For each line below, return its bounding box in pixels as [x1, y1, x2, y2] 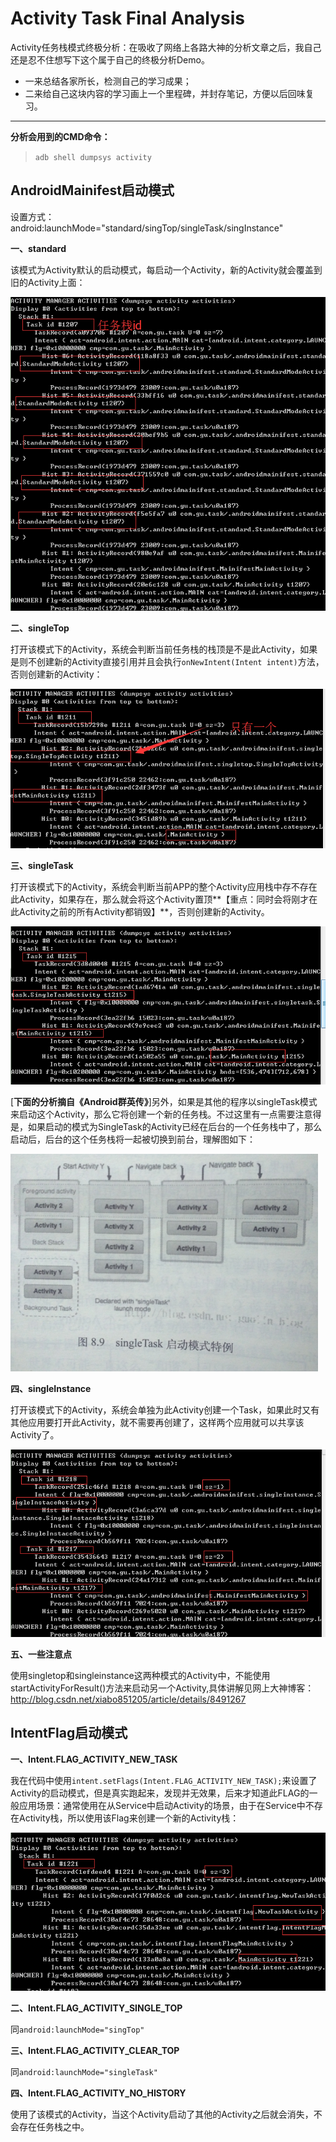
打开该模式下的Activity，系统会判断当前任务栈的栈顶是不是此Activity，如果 [10, 643, 318, 656]
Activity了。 [10, 1429, 60, 1441]
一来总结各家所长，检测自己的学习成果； [24, 75, 192, 87]
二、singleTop [10, 622, 70, 634]
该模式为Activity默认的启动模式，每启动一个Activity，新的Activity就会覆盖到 [10, 263, 323, 276]
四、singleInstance [10, 1383, 92, 1395]
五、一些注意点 [10, 1648, 72, 1660]
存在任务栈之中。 [18, 2120, 90, 2132]
